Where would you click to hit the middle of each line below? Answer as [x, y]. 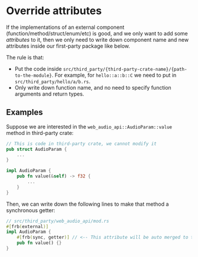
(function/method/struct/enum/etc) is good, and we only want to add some [97, 33]
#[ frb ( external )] [27, 226]
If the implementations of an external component [65, 27]
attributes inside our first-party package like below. [68, 46]
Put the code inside [38, 68]
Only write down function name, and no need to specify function [93, 87]
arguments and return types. [49, 94]
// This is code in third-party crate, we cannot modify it [82, 144]
